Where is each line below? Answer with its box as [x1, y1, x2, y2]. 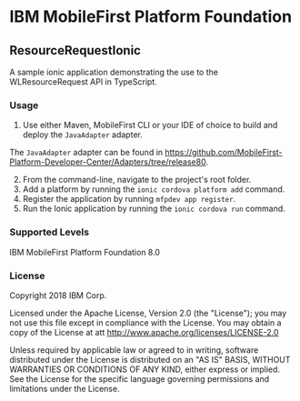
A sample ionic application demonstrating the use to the [9, 66, 218, 77]
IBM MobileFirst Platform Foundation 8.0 [9, 246, 161, 257]
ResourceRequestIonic [9, 43, 141, 58]
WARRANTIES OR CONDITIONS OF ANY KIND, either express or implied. [9, 364, 280, 375]
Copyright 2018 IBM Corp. [9, 289, 107, 301]
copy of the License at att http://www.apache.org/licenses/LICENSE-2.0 [9, 326, 279, 337]
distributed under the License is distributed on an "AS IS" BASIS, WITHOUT [9, 354, 291, 365]
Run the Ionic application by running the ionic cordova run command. [22, 203, 286, 215]
